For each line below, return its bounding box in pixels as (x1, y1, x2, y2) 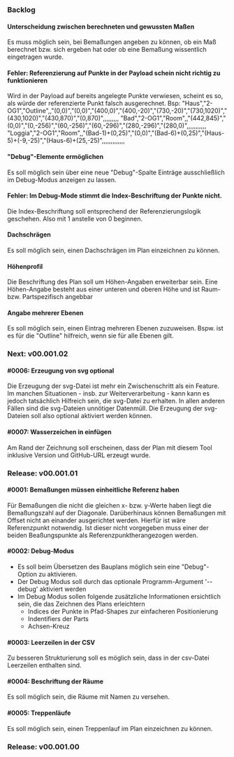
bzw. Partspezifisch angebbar (7, 293, 93, 301)
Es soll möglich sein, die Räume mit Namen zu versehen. (7, 693, 170, 701)
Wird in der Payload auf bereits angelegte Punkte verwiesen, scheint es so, (7, 92, 224, 100)
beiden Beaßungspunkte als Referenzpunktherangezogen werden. (7, 531, 198, 539)
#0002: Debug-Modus (7, 547, 75, 555)
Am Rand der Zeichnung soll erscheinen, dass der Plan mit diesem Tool (7, 443, 212, 452)
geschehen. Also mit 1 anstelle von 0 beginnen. (7, 214, 143, 223)
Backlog (7, 5, 36, 15)
